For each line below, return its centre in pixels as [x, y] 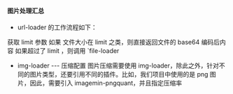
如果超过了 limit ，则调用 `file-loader [67, 51]
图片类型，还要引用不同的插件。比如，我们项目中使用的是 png [119, 75]
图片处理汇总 [26, 10]
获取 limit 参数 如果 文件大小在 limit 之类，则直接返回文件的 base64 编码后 [114, 42]
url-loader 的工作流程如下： [57, 27]
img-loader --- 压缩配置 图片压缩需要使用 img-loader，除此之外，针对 [118, 65]
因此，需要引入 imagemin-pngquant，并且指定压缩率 [106, 83]
